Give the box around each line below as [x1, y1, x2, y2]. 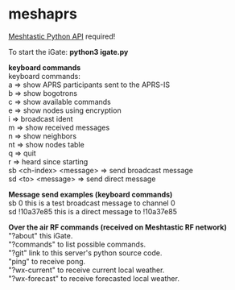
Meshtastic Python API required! [8, 31, 116, 41]
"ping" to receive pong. [8, 256, 86, 266]
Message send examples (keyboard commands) [8, 189, 173, 199]
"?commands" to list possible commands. [8, 239, 146, 249]
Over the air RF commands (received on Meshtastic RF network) [8, 222, 227, 232]
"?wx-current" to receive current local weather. [8, 265, 165, 275]
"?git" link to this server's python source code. [8, 247, 163, 258]
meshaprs [8, 5, 78, 23]
